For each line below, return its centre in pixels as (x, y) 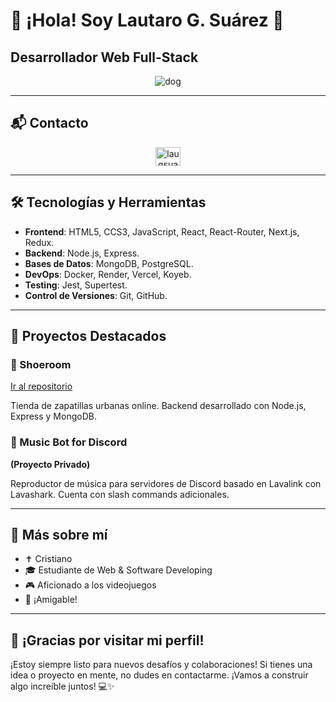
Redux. (39, 242)
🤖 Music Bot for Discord (69, 442)
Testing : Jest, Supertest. (76, 285)
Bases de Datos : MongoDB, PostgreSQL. (109, 263)
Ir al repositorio (41, 386)
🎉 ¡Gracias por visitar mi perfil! (107, 640)
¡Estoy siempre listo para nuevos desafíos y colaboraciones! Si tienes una (161, 665)
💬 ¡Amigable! (51, 600)
